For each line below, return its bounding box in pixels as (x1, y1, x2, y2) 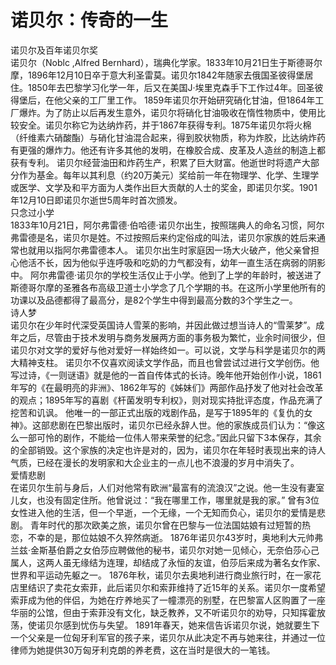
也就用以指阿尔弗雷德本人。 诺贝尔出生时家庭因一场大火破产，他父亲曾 (18, 244, 311, 256)
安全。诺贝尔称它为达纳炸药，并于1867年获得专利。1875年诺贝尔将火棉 (18, 119, 312, 131)
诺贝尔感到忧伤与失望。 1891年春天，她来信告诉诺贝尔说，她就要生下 (36, 619, 320, 631)
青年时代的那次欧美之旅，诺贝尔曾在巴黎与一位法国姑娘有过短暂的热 (29, 519, 311, 531)
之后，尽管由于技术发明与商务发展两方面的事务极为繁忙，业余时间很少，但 (18, 331, 326, 343)
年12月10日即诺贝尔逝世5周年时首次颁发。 (10, 194, 183, 206)
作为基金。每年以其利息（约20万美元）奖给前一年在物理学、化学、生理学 (18, 169, 320, 181)
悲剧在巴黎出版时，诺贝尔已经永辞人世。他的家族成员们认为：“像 (49, 419, 317, 431)
